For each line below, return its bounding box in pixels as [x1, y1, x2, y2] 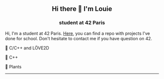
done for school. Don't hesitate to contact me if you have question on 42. [5, 35, 152, 41]
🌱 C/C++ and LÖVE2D [5, 45, 50, 51]
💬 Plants [5, 63, 22, 69]
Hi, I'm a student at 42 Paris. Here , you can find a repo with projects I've [5, 30, 150, 36]
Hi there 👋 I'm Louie [52, 5, 112, 13]
